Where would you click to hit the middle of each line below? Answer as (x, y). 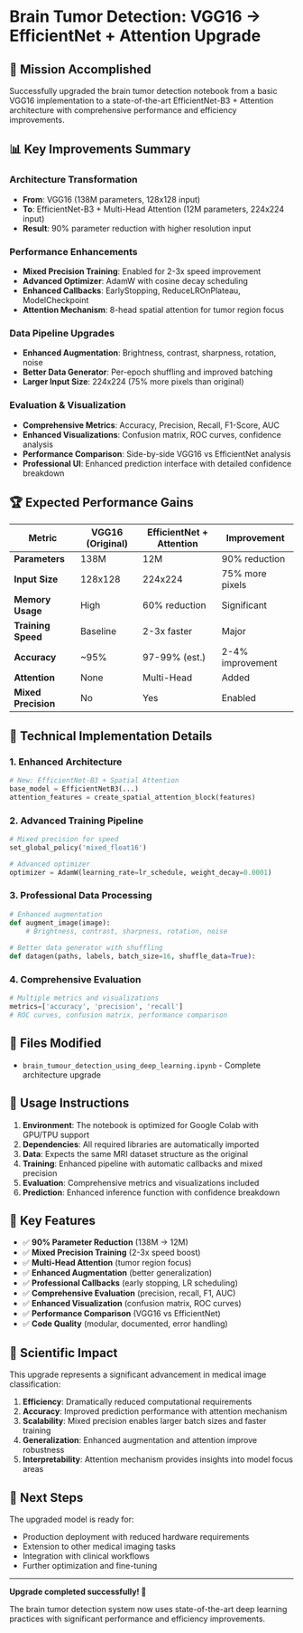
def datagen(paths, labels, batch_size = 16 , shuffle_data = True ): (133, 956)
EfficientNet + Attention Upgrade (135, 36)
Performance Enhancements (73, 252)
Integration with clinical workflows (86, 1556)
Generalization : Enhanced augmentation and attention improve (140, 1440)
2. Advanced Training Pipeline (77, 821)
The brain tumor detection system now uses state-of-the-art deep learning (148, 1609)
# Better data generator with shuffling (87, 948)
